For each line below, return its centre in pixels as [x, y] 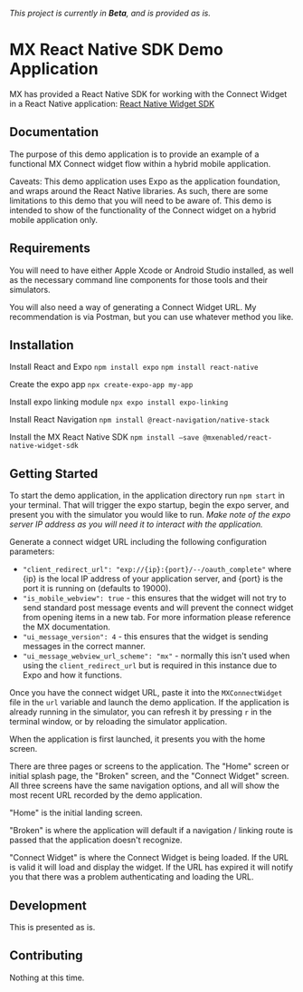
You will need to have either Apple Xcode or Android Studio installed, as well [151, 270]
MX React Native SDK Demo [116, 50]
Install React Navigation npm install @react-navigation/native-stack [139, 420]
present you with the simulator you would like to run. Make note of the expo [150, 515]
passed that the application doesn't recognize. [96, 840]
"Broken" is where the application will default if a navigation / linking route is [151, 831]
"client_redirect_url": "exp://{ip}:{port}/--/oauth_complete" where [157, 569]
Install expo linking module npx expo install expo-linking [119, 402]
